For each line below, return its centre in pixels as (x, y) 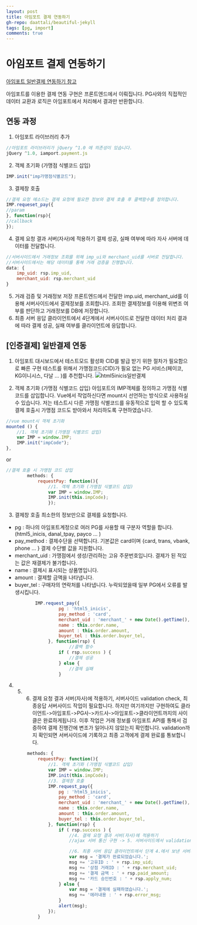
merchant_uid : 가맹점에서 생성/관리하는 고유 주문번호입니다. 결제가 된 (95, 556)
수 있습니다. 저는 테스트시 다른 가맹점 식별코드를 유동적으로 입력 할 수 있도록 (101, 403)
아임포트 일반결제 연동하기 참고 (42, 81)
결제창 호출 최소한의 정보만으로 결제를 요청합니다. (71, 515)
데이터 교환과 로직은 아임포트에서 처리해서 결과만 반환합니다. (75, 101)
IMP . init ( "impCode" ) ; (43, 443)
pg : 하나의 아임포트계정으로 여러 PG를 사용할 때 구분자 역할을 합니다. (94, 528)
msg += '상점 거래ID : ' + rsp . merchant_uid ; (123, 868)
